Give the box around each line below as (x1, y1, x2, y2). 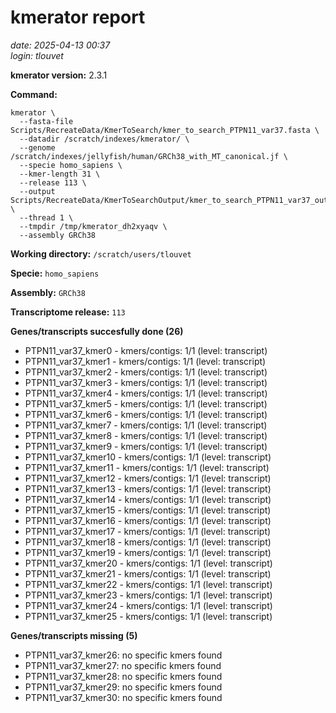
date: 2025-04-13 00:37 (10, 39, 111, 51)
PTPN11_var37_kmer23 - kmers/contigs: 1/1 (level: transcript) (24, 589, 273, 601)
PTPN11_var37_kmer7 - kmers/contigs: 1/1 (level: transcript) (24, 419, 268, 431)
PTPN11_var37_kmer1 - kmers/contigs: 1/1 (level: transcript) (24, 355, 267, 367)
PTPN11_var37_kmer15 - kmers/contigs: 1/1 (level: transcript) (24, 504, 272, 516)
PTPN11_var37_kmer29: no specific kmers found (24, 681, 223, 693)
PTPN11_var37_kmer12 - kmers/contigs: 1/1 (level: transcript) (24, 472, 272, 484)
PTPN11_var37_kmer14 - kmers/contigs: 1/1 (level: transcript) (24, 493, 272, 505)
